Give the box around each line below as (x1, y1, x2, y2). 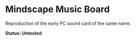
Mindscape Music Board (5, 4, 110, 15)
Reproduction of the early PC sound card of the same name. (5, 20, 131, 26)
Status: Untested (5, 30, 42, 36)
